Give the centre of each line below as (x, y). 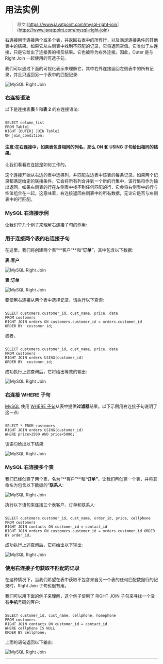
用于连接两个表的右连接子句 (37, 238)
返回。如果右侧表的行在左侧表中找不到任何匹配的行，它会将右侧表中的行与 (83, 187)
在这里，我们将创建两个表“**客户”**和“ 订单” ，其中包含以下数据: (69, 250)
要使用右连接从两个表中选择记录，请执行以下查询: (55, 300)
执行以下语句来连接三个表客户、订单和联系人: (50, 504)
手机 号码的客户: (25, 602)
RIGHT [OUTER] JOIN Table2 (32, 131)
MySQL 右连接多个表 (29, 467)
